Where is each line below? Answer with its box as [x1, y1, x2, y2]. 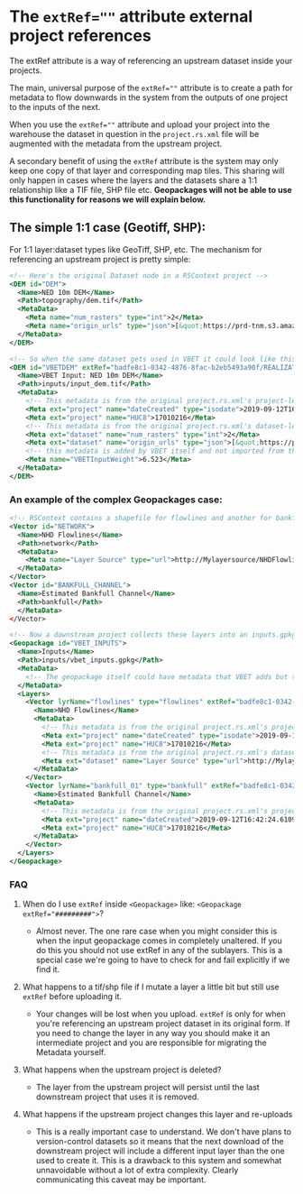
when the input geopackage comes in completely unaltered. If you [35, 935, 282, 946]
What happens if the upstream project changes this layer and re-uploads [22, 1109, 293, 1120]
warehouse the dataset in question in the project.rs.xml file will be [9, 128, 260, 139]
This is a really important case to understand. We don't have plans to [35, 1126, 291, 1137]
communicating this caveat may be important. [35, 1174, 207, 1185]
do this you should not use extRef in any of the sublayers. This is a [35, 945, 282, 956]
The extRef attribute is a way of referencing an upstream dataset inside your [9, 55, 293, 66]
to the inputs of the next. [9, 101, 101, 112]
